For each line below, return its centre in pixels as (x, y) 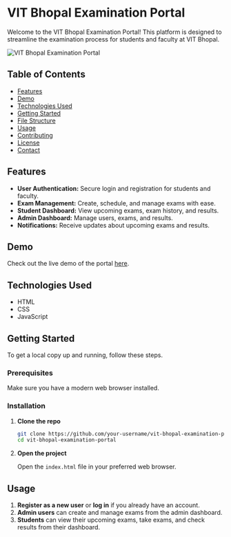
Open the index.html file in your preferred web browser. (97, 467)
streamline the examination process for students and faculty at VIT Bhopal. (113, 39)
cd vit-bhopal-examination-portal (67, 440)
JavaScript (32, 317)
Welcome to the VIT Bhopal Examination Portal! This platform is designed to (114, 32)
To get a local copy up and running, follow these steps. (85, 355)
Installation (27, 406)
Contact (28, 149)
